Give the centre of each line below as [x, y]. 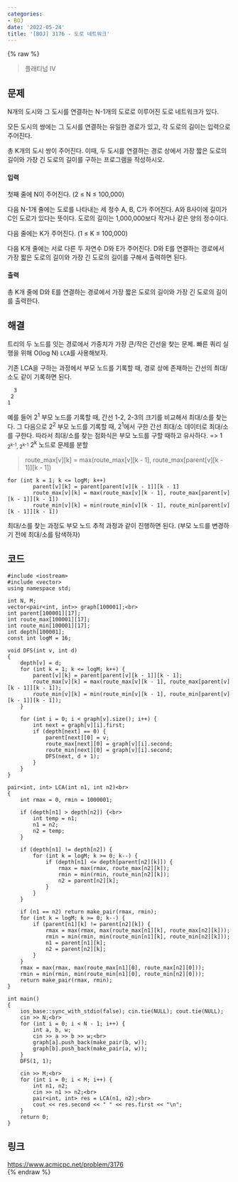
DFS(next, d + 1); [72, 756]
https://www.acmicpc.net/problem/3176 [66, 1164]
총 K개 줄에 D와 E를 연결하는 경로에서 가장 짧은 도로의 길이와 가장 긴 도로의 [111, 292]
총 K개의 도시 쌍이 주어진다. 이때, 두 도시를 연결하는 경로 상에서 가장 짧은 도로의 [117, 151]
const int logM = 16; [39, 638]
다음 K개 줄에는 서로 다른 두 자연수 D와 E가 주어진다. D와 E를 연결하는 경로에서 [116, 249]
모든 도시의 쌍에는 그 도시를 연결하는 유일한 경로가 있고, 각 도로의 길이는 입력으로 [119, 127]
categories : [25, 14]
